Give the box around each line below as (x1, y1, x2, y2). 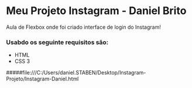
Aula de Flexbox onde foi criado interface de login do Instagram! (6, 23, 161, 31)
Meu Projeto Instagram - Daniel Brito (6, 4, 187, 18)
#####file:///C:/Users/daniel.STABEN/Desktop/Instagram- (6, 69, 146, 76)
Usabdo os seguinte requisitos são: (6, 38, 109, 46)
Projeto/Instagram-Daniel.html (6, 75, 79, 83)
